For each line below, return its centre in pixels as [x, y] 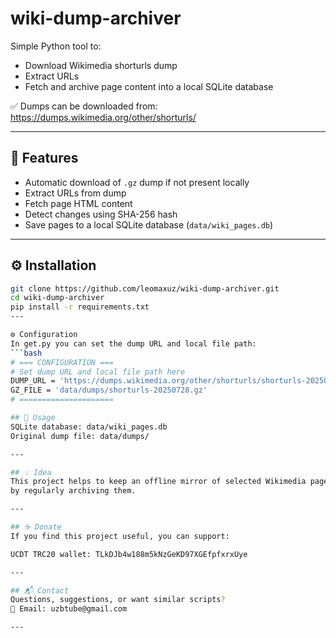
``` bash [26, 353]
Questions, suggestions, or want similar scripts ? [118, 600]
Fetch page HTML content [78, 203]
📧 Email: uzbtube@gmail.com [69, 609]
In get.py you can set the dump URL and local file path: [133, 343]
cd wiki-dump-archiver [57, 298]
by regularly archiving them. [73, 491]
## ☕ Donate [36, 527]
